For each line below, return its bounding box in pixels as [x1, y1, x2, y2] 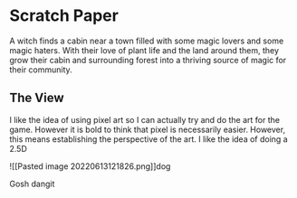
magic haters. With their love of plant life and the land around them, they [9, 44, 279, 55]
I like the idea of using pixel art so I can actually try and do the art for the [9, 114, 281, 125]
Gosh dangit [9, 178, 55, 189]
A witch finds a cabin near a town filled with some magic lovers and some [9, 35, 284, 46]
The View [9, 90, 65, 106]
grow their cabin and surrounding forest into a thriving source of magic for [9, 54, 287, 65]
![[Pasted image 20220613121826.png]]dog [9, 160, 171, 172]
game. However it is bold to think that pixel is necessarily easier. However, [9, 124, 286, 135]
